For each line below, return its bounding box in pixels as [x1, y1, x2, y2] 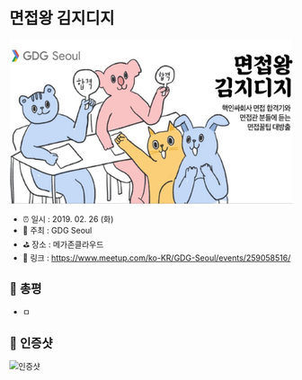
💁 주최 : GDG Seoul [22, 225, 93, 235]
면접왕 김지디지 [9, 8, 115, 29]
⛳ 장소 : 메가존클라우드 [22, 239, 104, 250]
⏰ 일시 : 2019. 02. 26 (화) [22, 213, 114, 225]
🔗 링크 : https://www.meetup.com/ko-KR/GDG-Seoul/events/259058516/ [22, 252, 291, 263]
